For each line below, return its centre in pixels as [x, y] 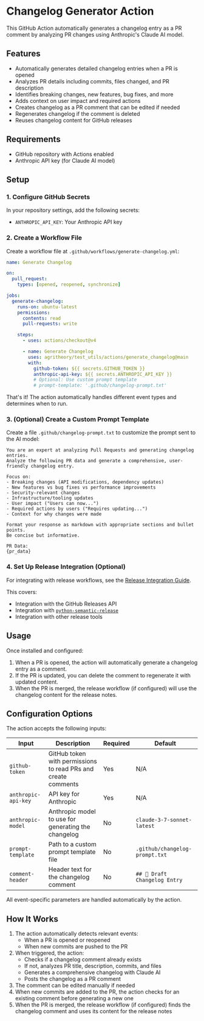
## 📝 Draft [151, 874]
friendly [17, 466]
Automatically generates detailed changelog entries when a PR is [96, 68]
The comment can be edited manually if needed [75, 986]
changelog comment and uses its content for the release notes [93, 1011]
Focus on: [19, 477]
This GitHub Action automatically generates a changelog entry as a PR [94, 28]
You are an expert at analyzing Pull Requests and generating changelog [100, 450]
